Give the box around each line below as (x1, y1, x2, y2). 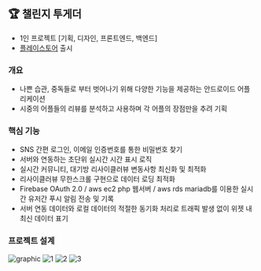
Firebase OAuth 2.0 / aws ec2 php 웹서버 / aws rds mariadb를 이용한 (19, 184, 239, 194)
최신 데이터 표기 (19, 213, 68, 223)
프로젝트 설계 (8, 236, 55, 247)
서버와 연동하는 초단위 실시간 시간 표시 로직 (19, 154, 153, 164)
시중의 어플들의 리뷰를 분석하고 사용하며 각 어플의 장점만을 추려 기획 (19, 104, 228, 113)
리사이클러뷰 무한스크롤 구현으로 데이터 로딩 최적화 (19, 174, 175, 184)
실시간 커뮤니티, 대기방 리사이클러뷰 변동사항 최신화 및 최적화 (19, 165, 207, 174)
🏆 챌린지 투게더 (8, 7, 83, 21)
